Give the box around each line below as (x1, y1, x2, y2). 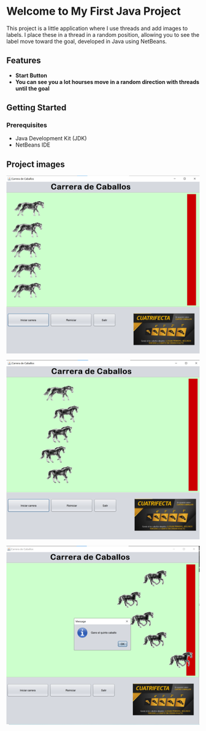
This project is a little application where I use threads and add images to (6, 25, 188, 32)
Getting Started (6, 102, 67, 113)
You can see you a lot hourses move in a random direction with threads (15, 78, 200, 85)
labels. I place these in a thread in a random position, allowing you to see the (6, 31, 200, 38)
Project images (6, 159, 66, 169)
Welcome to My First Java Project (6, 4, 181, 18)
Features (6, 55, 41, 66)
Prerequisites (6, 121, 47, 129)
